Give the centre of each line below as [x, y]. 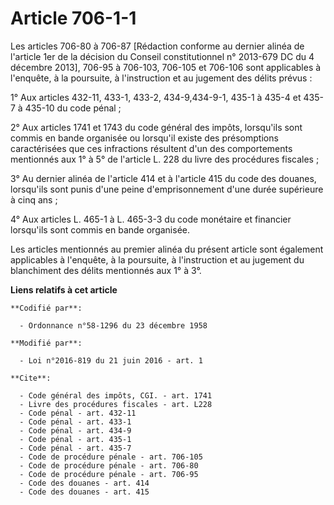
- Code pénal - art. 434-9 [75, 430]
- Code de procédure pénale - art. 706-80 [109, 465]
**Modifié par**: [46, 343]
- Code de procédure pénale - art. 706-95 [109, 474]
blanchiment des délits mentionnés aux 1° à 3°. [106, 270]
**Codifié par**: [46, 308]
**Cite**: [31, 378]
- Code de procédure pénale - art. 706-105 [111, 457]
